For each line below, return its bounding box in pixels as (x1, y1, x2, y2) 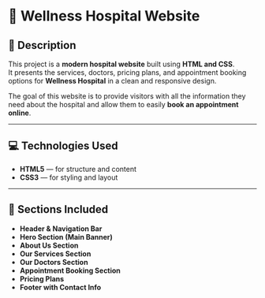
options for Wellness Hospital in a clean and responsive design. (8, 76, 217, 85)
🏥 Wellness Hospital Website (8, 7, 200, 25)
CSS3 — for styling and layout (19, 173, 118, 182)
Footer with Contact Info (19, 282, 102, 292)
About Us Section (19, 240, 79, 250)
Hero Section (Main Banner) (19, 232, 113, 241)
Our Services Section (19, 248, 91, 259)
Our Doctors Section (19, 257, 88, 266)
